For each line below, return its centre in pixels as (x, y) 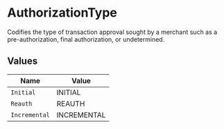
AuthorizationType (62, 13)
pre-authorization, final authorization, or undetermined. (86, 39)
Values (23, 61)
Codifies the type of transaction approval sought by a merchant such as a (112, 32)
